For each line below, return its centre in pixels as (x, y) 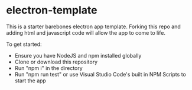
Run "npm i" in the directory (48, 68)
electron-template (52, 10)
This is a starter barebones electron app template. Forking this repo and (94, 26)
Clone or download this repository (56, 62)
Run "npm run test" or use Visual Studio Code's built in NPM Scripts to (100, 74)
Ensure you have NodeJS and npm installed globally (78, 55)
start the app (30, 81)
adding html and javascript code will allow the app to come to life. (86, 32)
